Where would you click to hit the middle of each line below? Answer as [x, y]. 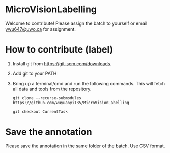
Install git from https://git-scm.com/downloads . [62, 63]
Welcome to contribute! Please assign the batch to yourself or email [76, 23]
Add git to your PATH [35, 73]
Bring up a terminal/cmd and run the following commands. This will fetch [89, 83]
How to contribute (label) [59, 50]
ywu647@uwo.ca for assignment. [41, 29]
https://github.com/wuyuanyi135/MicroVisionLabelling [71, 103]
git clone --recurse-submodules [47, 98]
